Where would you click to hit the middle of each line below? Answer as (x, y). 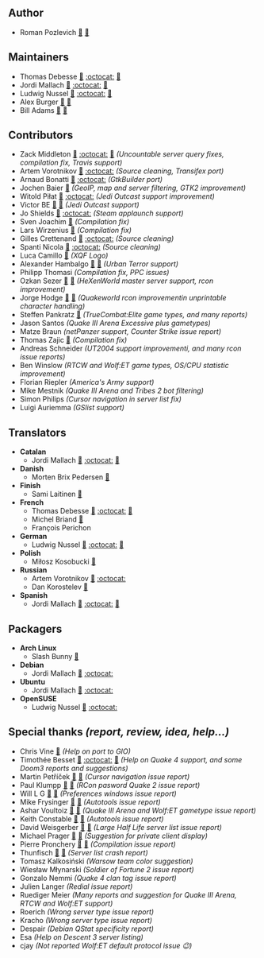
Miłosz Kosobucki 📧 (64, 562)
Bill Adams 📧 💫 (44, 110)
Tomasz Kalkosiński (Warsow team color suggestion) (106, 861)
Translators (37, 432)
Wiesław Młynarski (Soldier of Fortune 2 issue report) (107, 869)
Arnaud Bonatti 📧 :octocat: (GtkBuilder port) (91, 180)
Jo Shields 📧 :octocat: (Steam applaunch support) (101, 213)
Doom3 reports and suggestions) (74, 768)
